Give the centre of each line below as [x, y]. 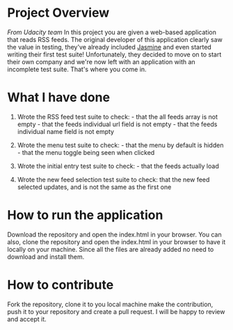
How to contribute [61, 285]
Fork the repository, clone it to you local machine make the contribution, [110, 304]
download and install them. [46, 257]
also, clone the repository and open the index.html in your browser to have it [116, 241]
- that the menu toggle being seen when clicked [86, 152]
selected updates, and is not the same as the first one [94, 187]
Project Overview [58, 13]
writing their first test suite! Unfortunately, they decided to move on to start [114, 54]
